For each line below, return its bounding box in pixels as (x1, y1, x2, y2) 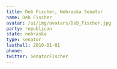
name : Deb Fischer (6, 14, 52, 20)
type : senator (6, 37, 42, 43)
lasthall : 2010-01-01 (6, 43, 61, 49)
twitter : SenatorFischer (6, 53, 68, 59)
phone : (6, 48, 23, 54)
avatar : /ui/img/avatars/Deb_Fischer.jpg (6, 20, 112, 26)
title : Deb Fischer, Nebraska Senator (6, 8, 103, 15)
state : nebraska (6, 31, 47, 37)
